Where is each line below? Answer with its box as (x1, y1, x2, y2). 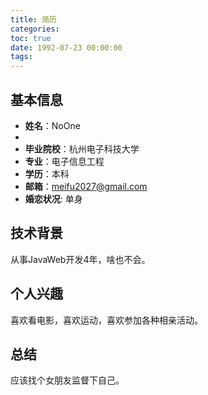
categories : (10, 24, 60, 34)
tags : (10, 52, 33, 62)
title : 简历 (10, 14, 57, 25)
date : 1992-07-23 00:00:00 (10, 42, 123, 53)
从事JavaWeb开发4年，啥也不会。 (10, 253, 151, 265)
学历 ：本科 (24, 167, 70, 180)
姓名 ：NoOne (24, 119, 81, 131)
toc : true (10, 33, 52, 43)
